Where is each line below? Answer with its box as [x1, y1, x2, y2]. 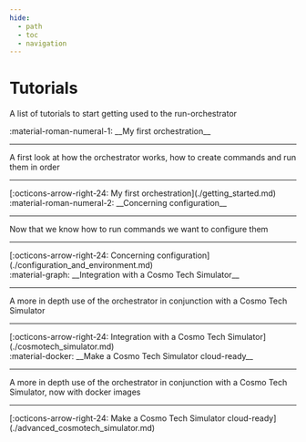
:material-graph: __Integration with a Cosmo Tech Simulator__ [9, 270, 240, 281]
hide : [9, 13, 30, 23]
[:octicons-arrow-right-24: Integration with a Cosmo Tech [9, 332, 226, 343]
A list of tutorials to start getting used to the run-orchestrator [9, 108, 238, 119]
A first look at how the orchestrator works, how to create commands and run [9, 152, 297, 163]
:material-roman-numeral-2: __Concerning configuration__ [9, 198, 228, 209]
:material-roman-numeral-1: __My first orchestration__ [9, 126, 211, 137]
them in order [9, 161, 61, 173]
